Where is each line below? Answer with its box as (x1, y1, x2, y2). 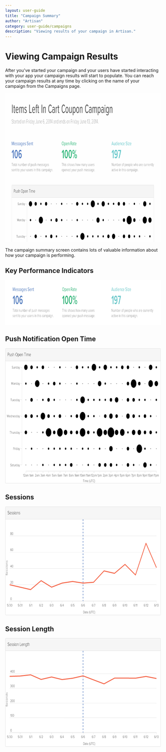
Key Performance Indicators (5, 267, 94, 275)
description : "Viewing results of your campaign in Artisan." (5, 29, 136, 34)
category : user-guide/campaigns (5, 24, 72, 29)
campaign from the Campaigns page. (5, 83, 81, 89)
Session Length (5, 624, 54, 633)
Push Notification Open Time (5, 335, 96, 343)
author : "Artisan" (5, 18, 43, 23)
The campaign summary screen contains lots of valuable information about (5, 247, 158, 253)
